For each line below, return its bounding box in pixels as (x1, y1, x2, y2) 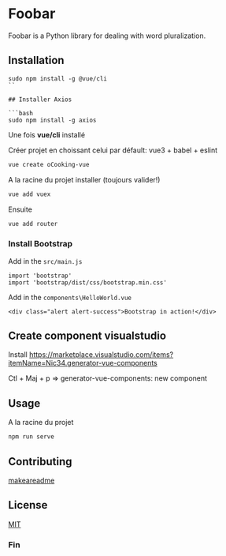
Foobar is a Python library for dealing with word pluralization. (8, 31, 206, 40)
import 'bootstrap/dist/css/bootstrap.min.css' (8, 278, 168, 287)
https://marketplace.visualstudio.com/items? (28, 350, 174, 359)
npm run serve (8, 433, 55, 441)
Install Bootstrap (8, 239, 73, 250)
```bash (8, 109, 34, 117)
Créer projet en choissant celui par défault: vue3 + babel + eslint (8, 145, 218, 155)
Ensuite (8, 205, 33, 214)
